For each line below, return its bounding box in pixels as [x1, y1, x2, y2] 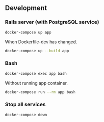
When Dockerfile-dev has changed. [5, 39, 78, 45]
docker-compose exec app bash [5, 71, 67, 76]
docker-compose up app [5, 30, 52, 35]
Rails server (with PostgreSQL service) [5, 19, 100, 26]
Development [5, 4, 48, 12]
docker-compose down [5, 112, 48, 117]
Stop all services [5, 101, 46, 108]
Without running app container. [5, 80, 68, 86]
